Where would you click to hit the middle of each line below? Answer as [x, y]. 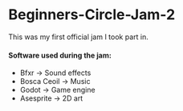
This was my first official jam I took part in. [78, 37]
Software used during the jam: [60, 55]
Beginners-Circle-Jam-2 [92, 15]
